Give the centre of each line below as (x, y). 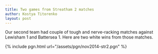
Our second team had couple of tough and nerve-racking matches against (79, 32)
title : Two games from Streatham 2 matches (50, 9)
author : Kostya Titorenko (31, 14)
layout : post (18, 18)
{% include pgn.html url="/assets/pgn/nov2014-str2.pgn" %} (66, 47)
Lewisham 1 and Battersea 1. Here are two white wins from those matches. (79, 37)
